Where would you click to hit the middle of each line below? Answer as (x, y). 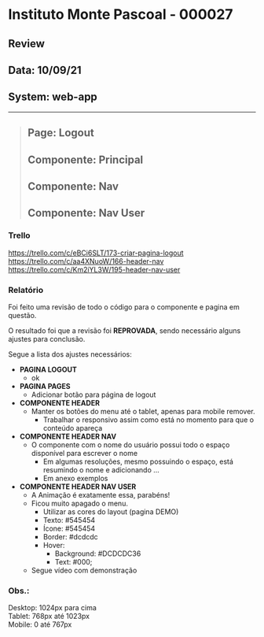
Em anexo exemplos (75, 478)
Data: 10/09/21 (45, 70)
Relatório (26, 290)
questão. (22, 315)
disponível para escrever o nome (84, 453)
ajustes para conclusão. (47, 339)
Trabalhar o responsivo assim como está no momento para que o (148, 420)
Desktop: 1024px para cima (52, 608)
